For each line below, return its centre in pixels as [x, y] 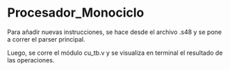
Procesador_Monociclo [76, 13]
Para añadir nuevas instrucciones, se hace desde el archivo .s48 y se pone [115, 32]
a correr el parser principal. [46, 39]
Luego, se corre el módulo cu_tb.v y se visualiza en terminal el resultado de [115, 53]
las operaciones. [31, 60]
